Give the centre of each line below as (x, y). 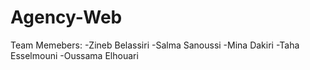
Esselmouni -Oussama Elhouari (74, 55)
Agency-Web (66, 17)
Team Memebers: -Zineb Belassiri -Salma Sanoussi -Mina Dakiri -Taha (155, 45)
